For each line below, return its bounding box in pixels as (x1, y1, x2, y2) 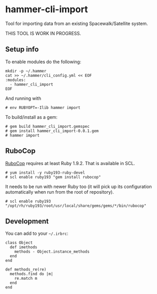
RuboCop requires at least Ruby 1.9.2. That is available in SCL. (5, 160, 136, 166)
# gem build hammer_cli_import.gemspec (5, 124, 90, 129)
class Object (5, 240, 33, 246)
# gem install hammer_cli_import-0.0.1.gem (5, 128, 99, 133)
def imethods (10, 245, 38, 250)
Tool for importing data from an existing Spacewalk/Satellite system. (5, 20, 148, 26)
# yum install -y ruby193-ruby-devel (5, 170, 85, 175)
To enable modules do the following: (5, 59, 81, 65)
